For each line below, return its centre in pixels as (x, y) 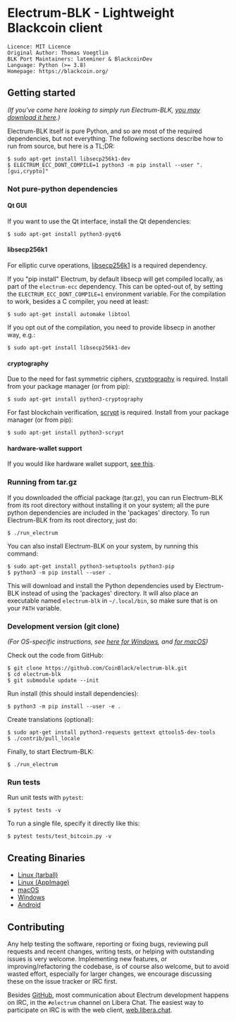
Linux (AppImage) (43, 882)
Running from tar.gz (42, 482)
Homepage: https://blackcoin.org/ (58, 71)
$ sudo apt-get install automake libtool (69, 315)
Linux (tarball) (38, 875)
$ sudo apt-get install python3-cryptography (75, 399)
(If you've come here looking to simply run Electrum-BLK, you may (104, 110)
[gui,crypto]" (28, 171)
